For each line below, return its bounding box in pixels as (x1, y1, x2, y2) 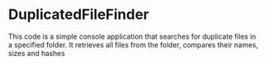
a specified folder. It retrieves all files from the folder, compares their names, (8, 40, 259, 49)
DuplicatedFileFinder (8, 6, 149, 24)
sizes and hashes (8, 48, 65, 58)
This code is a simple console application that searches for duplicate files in (8, 32, 256, 41)
